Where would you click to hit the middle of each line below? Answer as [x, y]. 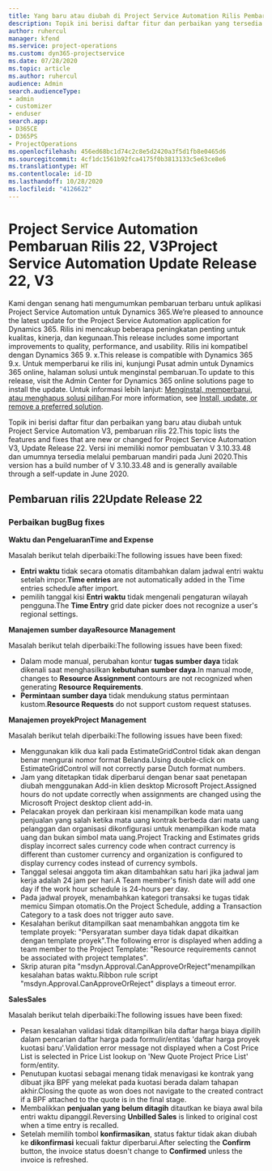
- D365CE [23, 129]
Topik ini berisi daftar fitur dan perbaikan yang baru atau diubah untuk [125, 422]
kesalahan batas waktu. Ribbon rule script [89, 975]
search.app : [28, 121]
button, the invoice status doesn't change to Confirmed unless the [131, 1152]
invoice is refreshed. [54, 1160]
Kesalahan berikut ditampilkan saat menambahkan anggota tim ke [130, 923]
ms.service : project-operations [63, 46]
